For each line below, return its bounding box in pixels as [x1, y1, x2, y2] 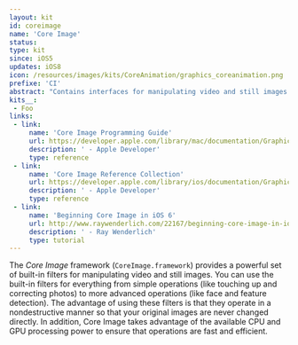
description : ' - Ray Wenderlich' [28, 227, 157, 236]
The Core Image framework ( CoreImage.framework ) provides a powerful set [9, 260, 282, 271]
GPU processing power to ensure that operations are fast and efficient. [9, 325, 268, 337]
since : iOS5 [9, 54, 53, 63]
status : [9, 37, 38, 47]
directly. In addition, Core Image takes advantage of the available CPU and [9, 317, 281, 327]
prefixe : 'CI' [9, 79, 62, 88]
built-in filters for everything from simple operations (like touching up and [9, 278, 278, 289]
